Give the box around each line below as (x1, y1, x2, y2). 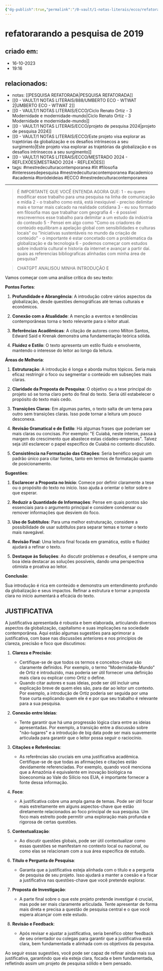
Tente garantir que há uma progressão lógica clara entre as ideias (19, 719, 151, 725)
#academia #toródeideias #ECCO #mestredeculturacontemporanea (12, 175, 147, 181)
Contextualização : (12, 829, 50, 835)
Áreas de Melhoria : (5, 357, 45, 363)
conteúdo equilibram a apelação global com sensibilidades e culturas (16, 225, 156, 231)
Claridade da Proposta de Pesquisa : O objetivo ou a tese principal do (12, 386, 152, 392)
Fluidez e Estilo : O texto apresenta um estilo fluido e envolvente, (12, 342, 142, 348)
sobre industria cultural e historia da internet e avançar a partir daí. (16, 246, 151, 252)
